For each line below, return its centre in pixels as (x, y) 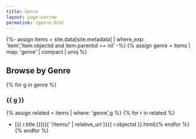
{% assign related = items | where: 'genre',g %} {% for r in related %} (91, 113)
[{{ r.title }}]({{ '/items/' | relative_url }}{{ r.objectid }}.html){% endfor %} (102, 124)
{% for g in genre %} (32, 85)
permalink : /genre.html (36, 22)
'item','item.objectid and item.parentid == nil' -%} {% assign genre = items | (98, 46)
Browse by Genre (38, 71)
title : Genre (22, 12)
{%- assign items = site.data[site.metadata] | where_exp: (75, 40)
